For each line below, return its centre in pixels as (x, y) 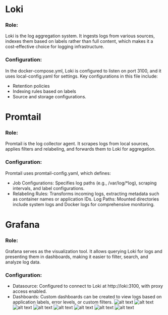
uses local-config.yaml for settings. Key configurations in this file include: (81, 76)
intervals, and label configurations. (48, 188)
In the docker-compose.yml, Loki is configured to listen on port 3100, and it (83, 71)
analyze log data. (23, 262)
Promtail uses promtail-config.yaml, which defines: (58, 173)
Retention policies (31, 86)
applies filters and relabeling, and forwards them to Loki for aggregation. (80, 149)
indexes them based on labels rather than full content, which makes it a (79, 41)
